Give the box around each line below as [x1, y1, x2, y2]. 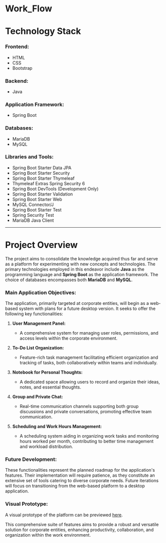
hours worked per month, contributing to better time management [19, 439, 154, 444]
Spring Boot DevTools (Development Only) [12, 186, 99, 192]
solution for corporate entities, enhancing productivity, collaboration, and [5, 527, 154, 533]
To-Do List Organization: [12, 345, 64, 351]
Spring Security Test [12, 212, 54, 218]
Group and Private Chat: [12, 394, 63, 400]
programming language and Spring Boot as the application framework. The [5, 271, 159, 277]
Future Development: [5, 456, 57, 463]
